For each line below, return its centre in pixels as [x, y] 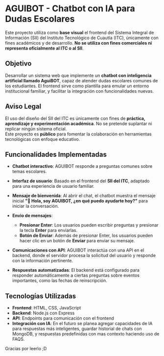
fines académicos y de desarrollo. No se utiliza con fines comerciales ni [79, 43]
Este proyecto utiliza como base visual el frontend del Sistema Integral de [80, 32]
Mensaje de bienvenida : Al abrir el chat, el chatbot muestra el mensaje [84, 196]
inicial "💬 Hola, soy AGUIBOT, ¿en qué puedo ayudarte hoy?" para [80, 201]
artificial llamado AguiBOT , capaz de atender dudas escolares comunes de [82, 80]
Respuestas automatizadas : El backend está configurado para [76, 270]
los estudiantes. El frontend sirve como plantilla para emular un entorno [77, 86]
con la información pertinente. [43, 261]
